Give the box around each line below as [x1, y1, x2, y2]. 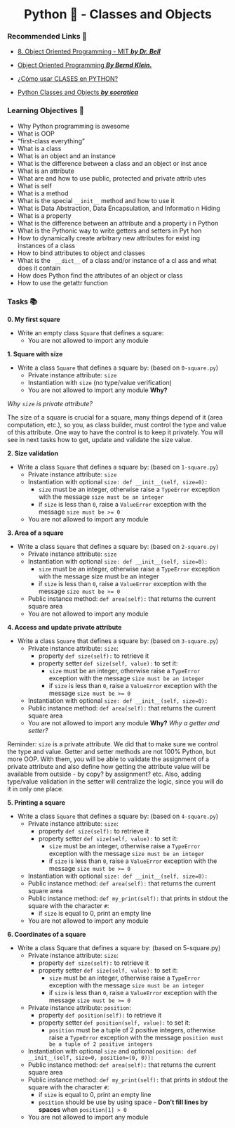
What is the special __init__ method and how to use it [17, 196, 175, 205]
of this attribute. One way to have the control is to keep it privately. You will [7, 428, 224, 436]
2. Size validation [7, 449, 58, 458]
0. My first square [7, 316, 61, 324]
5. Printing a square [7, 798, 65, 807]
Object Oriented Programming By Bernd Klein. [17, 61, 152, 70]
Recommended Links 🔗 [7, 32, 88, 41]
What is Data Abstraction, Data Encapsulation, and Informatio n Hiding [17, 204, 221, 212]
